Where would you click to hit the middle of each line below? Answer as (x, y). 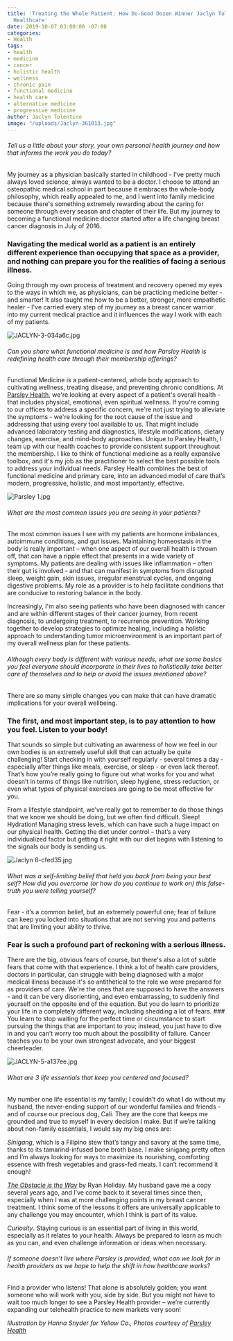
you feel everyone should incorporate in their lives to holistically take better (115, 666)
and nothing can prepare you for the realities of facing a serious (116, 261)
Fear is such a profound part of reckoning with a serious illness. (116, 945)
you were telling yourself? (59, 890)
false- (216, 883)
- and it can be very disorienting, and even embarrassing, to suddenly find (113, 997)
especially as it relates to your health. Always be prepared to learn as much (114, 1235)
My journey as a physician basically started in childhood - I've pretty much (114, 174)
